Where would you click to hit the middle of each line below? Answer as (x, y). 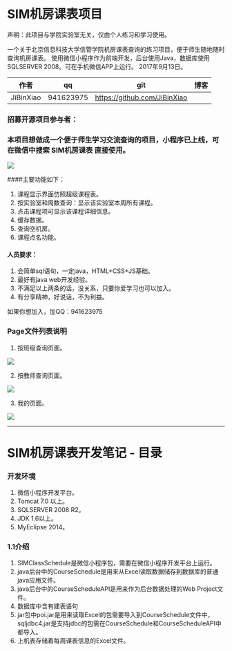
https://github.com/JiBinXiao (141, 97)
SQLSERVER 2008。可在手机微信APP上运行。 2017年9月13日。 (97, 66)
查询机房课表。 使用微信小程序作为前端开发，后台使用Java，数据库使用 (109, 58)
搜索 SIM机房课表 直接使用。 (83, 150)
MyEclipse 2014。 (43, 527)
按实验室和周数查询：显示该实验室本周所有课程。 (87, 203)
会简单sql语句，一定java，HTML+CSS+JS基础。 (85, 271)
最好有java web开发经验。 (54, 280)
